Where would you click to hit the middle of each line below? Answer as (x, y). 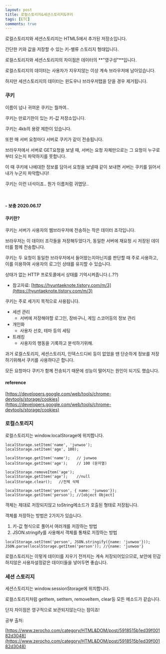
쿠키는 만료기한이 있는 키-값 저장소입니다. (46, 118)
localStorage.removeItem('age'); (40, 472)
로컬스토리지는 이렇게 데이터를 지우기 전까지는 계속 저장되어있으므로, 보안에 (79, 556)
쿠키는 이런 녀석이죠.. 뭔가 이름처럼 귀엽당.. (47, 184)
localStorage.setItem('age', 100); (42, 449)
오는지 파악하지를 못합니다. (40, 156)
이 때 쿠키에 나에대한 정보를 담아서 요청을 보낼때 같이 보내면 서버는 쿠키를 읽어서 (83, 167)
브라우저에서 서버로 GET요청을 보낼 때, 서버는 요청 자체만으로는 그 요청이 (76, 150)
